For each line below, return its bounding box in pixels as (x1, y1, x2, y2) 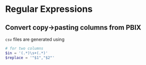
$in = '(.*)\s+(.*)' (5, 51, 48, 56)
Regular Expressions (5, 3, 93, 15)
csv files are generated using (5, 36, 65, 42)
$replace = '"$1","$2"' (5, 55, 55, 60)
